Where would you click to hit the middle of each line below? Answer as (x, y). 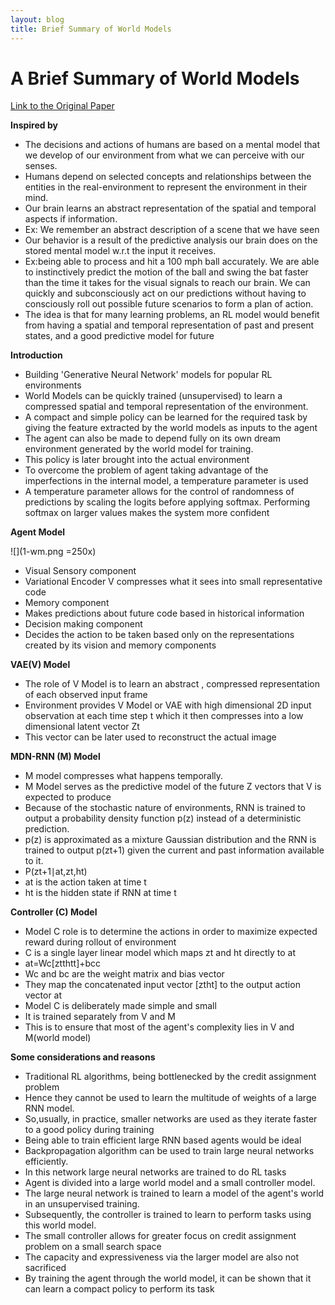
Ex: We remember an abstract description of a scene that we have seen (172, 230)
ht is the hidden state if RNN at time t (100, 893)
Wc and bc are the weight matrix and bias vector (124, 974)
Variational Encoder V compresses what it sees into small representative (173, 582)
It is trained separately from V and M (100, 1017)
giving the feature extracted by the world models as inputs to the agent (171, 428)
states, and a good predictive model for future (119, 336)
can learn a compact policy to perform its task (119, 1289)
